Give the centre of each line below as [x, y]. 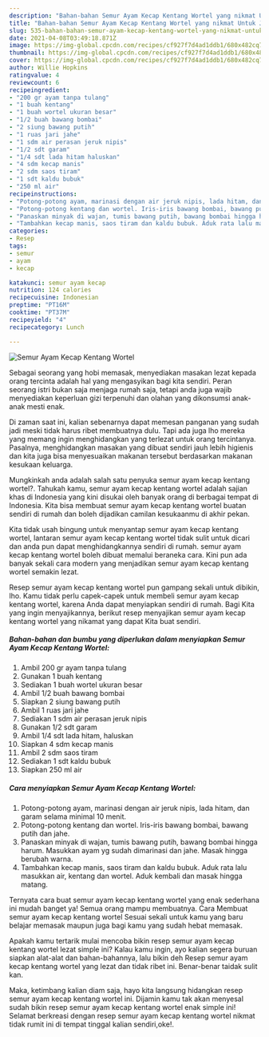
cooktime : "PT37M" [40, 312]
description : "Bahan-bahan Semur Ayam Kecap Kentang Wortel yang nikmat [133, 16]
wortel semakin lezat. [44, 571]
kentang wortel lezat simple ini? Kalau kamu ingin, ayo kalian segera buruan [133, 950]
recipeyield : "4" [38, 320]
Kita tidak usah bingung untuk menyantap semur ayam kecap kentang [124, 529]
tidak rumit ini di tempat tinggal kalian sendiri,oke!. [92, 1024]
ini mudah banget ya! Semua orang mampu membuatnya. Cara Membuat [129, 908]
